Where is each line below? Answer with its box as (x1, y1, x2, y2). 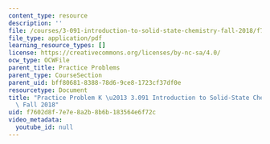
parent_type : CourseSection (8, 71, 103, 79)
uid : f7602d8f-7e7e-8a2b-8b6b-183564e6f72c (8, 109, 157, 117)
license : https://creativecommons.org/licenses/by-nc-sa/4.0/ (8, 49, 221, 57)
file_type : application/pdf (8, 34, 103, 42)
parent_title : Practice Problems (8, 64, 121, 72)
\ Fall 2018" (15, 101, 59, 109)
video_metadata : (8, 116, 63, 124)
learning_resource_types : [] (8, 42, 106, 50)
